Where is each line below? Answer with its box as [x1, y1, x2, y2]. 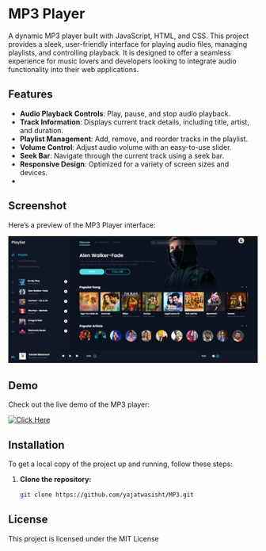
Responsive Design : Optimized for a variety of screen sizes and [19, 159, 230, 169]
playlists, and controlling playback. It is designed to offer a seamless [8, 48, 231, 57]
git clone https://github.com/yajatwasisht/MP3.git [19, 491, 194, 499]
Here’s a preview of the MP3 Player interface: [8, 220, 156, 230]
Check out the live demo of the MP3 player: [8, 400, 150, 409]
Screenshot [8, 199, 67, 212]
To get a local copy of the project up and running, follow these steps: [8, 459, 234, 469]
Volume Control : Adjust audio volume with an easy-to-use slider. [19, 142, 232, 151]
